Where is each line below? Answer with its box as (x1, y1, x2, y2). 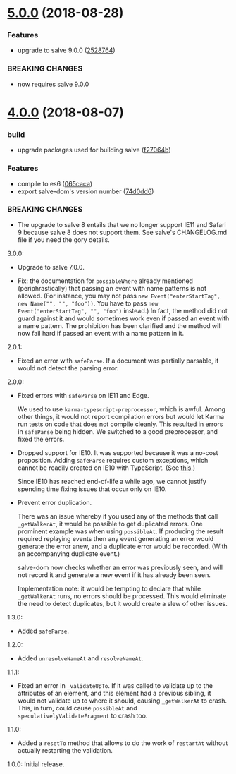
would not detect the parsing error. (17, 363, 119, 372)
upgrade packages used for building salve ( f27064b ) (17, 146, 171, 155)
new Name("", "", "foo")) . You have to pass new (17, 298, 159, 308)
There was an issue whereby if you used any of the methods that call (17, 512, 218, 520)
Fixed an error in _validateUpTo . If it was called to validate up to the (17, 681, 213, 689)
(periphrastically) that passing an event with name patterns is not (17, 284, 206, 292)
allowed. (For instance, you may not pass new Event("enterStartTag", (17, 291, 221, 300)
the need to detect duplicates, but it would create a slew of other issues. (17, 599, 228, 607)
